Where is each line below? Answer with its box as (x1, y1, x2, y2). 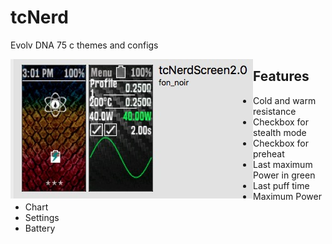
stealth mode (253, 126, 307, 138)
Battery (24, 222, 56, 234)
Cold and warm (253, 94, 317, 106)
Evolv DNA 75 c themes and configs (10, 39, 159, 51)
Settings (24, 211, 60, 223)
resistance (253, 105, 297, 117)
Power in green (253, 169, 316, 181)
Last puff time (253, 179, 310, 191)
